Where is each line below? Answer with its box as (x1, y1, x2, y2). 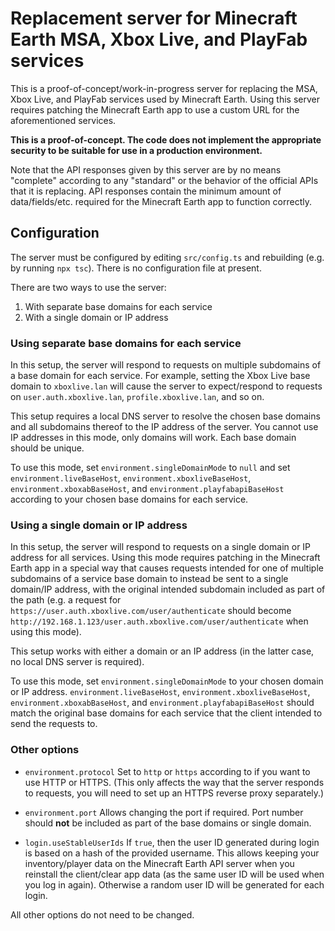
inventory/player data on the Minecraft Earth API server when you (24, 857, 295, 869)
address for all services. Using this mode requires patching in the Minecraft (10, 552, 321, 564)
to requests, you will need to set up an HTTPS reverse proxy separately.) (24, 787, 325, 799)
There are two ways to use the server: (10, 281, 167, 293)
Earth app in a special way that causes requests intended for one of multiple (10, 562, 324, 574)
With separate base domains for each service (24, 300, 213, 312)
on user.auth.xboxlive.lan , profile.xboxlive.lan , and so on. (10, 391, 265, 403)
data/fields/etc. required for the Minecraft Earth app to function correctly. (10, 195, 312, 207)
